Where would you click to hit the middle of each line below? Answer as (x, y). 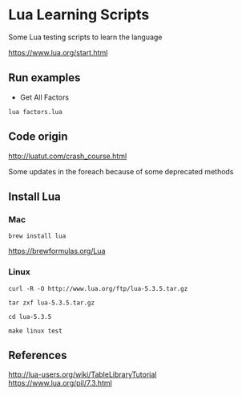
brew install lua (37, 236)
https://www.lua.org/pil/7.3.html (60, 383)
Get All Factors (44, 97)
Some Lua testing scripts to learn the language (85, 37)
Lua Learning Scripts (79, 15)
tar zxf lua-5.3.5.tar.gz (51, 303)
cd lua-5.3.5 (30, 316)
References (38, 355)
